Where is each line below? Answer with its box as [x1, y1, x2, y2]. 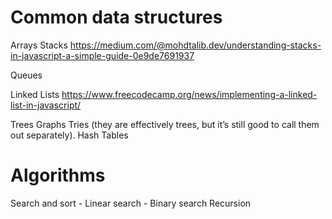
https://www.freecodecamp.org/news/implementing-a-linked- [61, 88, 318, 100]
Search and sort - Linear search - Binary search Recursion [10, 197, 252, 209]
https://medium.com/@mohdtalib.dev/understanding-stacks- [69, 39, 322, 51]
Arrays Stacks [10, 39, 68, 51]
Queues [10, 69, 43, 81]
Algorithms [10, 164, 106, 187]
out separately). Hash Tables [10, 129, 129, 141]
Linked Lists [10, 88, 60, 100]
